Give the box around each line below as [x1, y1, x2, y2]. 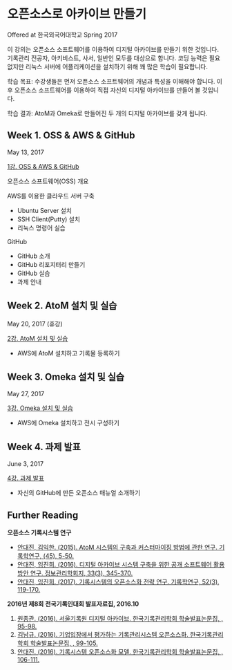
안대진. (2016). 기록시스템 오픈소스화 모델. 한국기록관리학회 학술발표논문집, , [17, 648, 223, 655]
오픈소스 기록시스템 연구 [7, 528, 72, 537]
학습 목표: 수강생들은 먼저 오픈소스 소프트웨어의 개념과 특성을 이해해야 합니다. [7, 77, 215, 85]
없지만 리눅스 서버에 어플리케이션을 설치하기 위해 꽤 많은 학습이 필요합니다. [7, 62, 209, 71]
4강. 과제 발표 [7, 474, 45, 483]
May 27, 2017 [7, 390, 45, 398]
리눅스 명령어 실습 [17, 223, 66, 232]
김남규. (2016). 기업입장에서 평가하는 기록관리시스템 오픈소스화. [17, 631, 188, 638]
